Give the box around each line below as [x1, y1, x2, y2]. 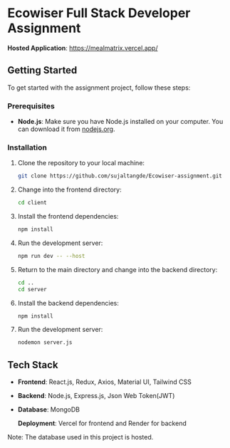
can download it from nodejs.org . [17, 125, 115, 133]
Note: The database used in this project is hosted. [7, 433, 154, 442]
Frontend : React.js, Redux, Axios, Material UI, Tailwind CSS [17, 377, 192, 386]
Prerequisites [7, 101, 55, 111]
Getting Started [7, 64, 78, 76]
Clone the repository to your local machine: [17, 159, 145, 167]
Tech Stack [7, 358, 58, 371]
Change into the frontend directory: [17, 185, 122, 194]
